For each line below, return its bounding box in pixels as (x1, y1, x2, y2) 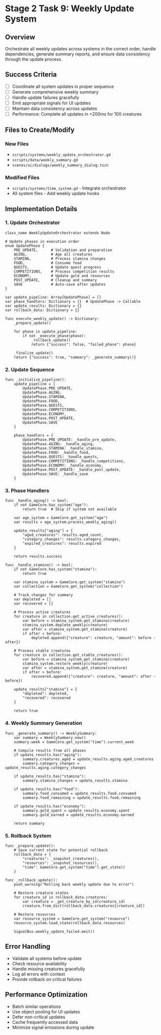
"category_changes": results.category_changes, (22, 537, 121, 542)
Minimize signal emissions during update (12, 1024, 94, 1030)
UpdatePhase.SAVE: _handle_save (22, 471, 89, 477)
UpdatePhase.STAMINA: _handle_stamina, (22, 446, 104, 451)
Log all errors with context (12, 971, 65, 977)
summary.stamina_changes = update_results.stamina (22, 778, 128, 783)
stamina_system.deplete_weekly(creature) (22, 623, 108, 628)
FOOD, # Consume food (14, 260, 82, 265)
